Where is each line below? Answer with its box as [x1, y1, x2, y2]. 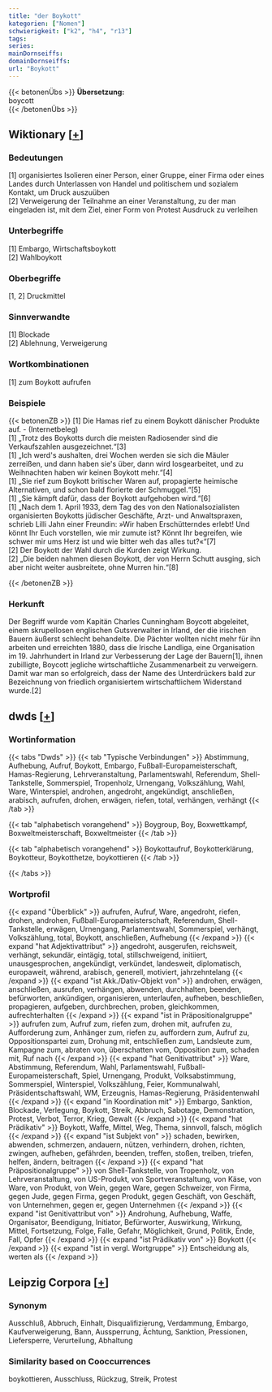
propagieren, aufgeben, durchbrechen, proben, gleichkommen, [8, 1002, 219, 1011]
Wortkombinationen [8, 359, 89, 370]
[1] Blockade [8, 330, 50, 339]
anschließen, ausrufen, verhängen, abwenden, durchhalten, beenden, [8, 985, 242, 994]
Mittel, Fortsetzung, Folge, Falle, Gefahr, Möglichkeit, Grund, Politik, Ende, [8, 1226, 255, 1236]
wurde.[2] [8, 686, 42, 696]
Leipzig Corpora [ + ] [8, 1275, 110, 1289]
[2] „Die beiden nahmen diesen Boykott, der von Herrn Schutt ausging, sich [8, 554, 261, 563]
